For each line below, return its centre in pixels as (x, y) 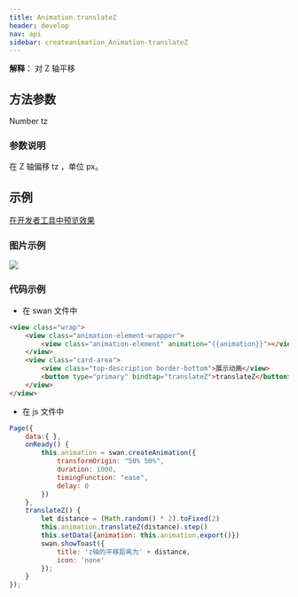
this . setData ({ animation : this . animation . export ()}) (141, 536)
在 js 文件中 (43, 411)
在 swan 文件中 (50, 310)
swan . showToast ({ (73, 543)
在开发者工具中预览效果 (52, 220)
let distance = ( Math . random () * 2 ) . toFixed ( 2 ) (130, 519)
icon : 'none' (80, 560)
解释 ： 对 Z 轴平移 (42, 68)
